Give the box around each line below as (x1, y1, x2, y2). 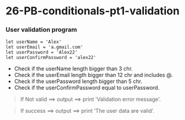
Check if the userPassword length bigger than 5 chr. (14, 78, 143, 85)
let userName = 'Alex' (5, 39, 62, 45)
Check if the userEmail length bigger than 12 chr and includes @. (14, 72, 173, 79)
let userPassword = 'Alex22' (5, 50, 78, 56)
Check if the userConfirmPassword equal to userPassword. (14, 84, 160, 91)
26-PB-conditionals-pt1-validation (5, 4, 180, 18)
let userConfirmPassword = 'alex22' (5, 55, 96, 61)
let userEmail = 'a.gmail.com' (5, 44, 83, 50)
